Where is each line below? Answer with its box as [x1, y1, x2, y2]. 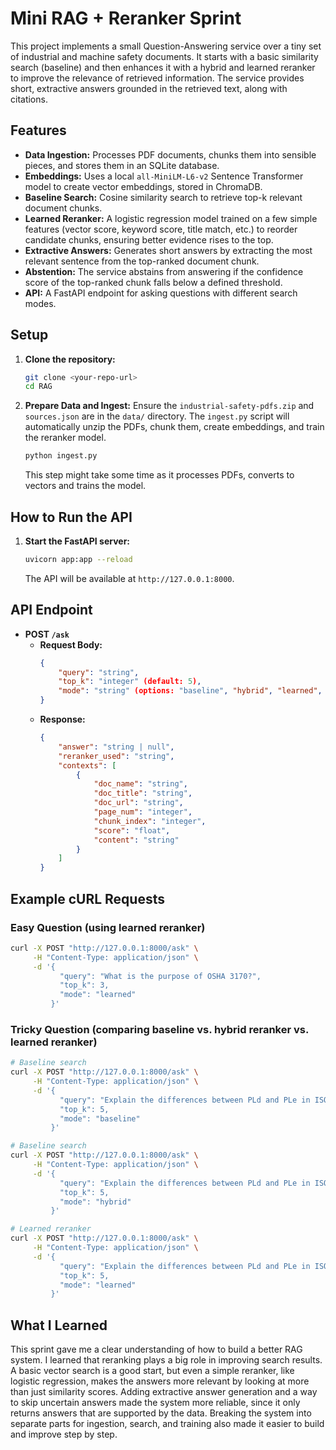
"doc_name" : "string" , [93, 779, 188, 789]
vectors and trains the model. [24, 480, 147, 492]
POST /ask [24, 628, 70, 640]
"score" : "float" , [93, 825, 171, 836]
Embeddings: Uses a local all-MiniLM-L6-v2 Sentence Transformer [24, 170, 304, 182]
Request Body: [39, 638, 103, 651]
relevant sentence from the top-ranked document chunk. [24, 255, 260, 267]
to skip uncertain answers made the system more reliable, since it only [10, 1397, 301, 1409]
